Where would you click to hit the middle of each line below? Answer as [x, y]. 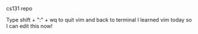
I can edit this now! [30, 26]
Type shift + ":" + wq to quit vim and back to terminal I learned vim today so [99, 20]
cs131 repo [19, 8]
